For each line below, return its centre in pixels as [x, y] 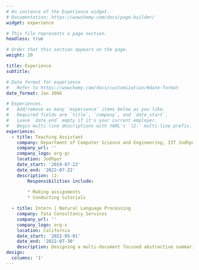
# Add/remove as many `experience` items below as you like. [86, 109]
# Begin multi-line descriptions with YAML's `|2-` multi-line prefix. [99, 126]
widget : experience [30, 23]
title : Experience [29, 66]
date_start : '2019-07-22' [49, 164]
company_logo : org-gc [43, 154]
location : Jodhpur [39, 159]
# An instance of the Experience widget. [58, 12]
